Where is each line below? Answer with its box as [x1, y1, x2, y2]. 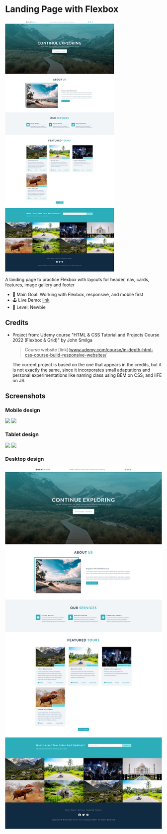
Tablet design [5, 431, 39, 438]
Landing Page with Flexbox [5, 3, 119, 15]
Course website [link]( [24, 346, 71, 352]
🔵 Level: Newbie [12, 304, 46, 310]
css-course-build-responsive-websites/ [24, 352, 107, 358]
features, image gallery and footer [5, 282, 75, 288]
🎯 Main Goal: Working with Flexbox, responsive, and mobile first [12, 291, 144, 297]
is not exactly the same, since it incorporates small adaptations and [12, 367, 151, 373]
